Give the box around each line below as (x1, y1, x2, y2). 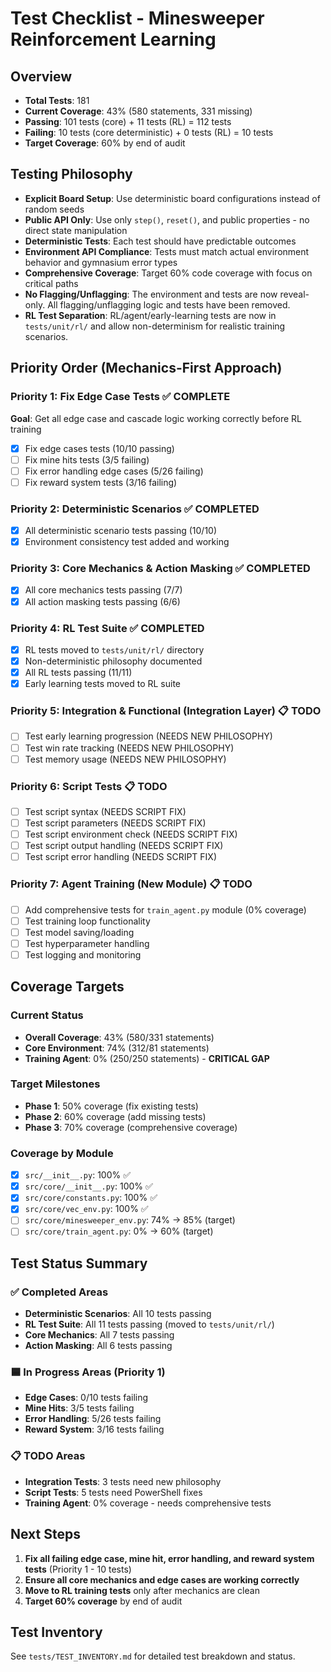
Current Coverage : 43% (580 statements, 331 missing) (24, 105, 253, 117)
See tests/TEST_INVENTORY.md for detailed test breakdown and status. (10, 1650, 296, 1662)
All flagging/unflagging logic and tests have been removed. (47, 298, 291, 311)
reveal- (279, 288, 310, 300)
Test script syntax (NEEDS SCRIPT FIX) (24, 805, 187, 817)
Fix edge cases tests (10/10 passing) (24, 442, 175, 454)
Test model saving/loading (24, 926, 135, 938)
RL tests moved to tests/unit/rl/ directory (24, 643, 205, 656)
